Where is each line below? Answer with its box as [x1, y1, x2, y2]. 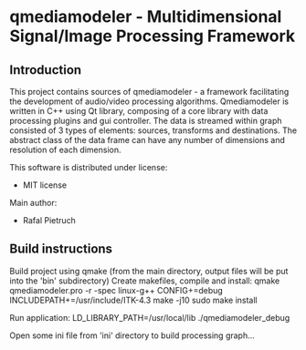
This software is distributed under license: [9, 162, 168, 172]
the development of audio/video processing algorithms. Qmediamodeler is [9, 96, 290, 107]
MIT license [22, 180, 67, 190]
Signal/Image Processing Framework [9, 26, 296, 46]
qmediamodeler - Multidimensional [9, 6, 282, 27]
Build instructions [9, 242, 112, 257]
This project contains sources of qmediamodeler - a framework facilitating [9, 87, 290, 97]
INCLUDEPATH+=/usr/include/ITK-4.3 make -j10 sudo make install [9, 294, 258, 305]
